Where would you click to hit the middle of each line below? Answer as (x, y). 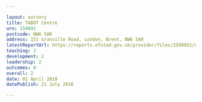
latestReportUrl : (28, 45)
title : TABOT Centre (32, 23)
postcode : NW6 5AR (29, 34)
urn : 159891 (21, 28)
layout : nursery (26, 17)
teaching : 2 (21, 51)
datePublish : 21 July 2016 (40, 84)
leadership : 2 (24, 62)
